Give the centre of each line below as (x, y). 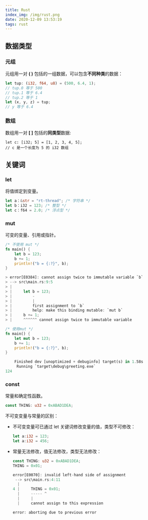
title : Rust (18, 10)
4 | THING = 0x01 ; (36, 489)
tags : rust (17, 24)
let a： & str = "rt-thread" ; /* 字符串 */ (48, 201)
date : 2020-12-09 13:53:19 (34, 19)
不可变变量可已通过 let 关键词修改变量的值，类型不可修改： (74, 427)
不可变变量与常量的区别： (32, 416)
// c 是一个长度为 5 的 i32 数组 (37, 148)
